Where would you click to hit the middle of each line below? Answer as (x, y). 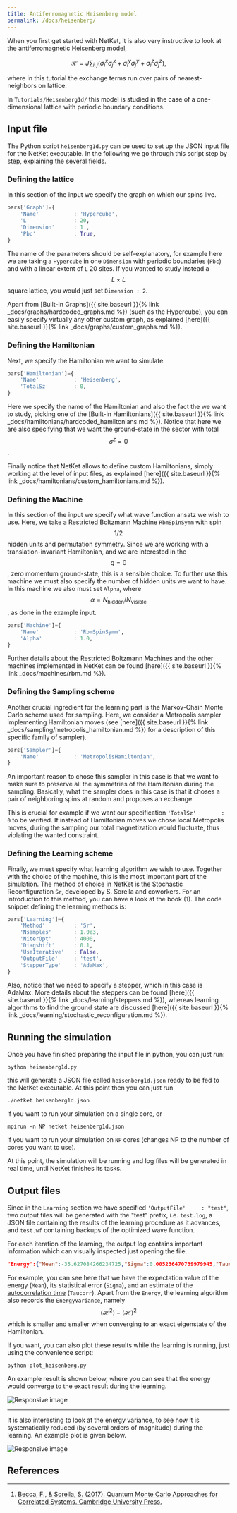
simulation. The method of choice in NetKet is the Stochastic (95, 884)
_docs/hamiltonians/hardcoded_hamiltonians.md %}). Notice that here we (114, 422)
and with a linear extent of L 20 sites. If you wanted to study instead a (108, 269)
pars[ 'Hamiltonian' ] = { (41, 373)
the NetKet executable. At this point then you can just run (90, 1088)
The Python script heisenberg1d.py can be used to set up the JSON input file (119, 146)
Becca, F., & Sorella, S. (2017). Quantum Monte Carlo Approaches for (117, 1494)
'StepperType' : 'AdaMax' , (65, 965)
